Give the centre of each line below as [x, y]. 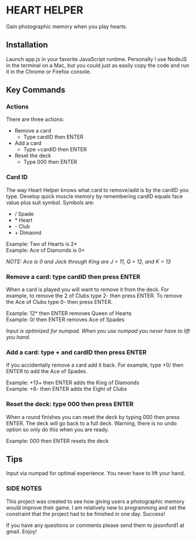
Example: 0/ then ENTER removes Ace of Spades [65, 320]
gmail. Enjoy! [21, 531]
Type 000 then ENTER [50, 162]
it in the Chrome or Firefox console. [49, 72]
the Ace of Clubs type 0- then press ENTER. [59, 302]
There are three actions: [35, 119]
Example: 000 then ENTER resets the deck [58, 441]
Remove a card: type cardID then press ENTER [73, 276]
